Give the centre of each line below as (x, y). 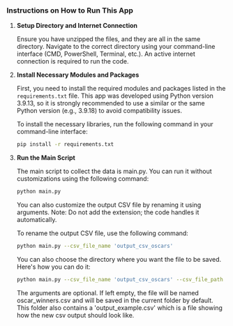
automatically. (37, 220)
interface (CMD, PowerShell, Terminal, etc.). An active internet (106, 54)
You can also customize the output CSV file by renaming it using (109, 205)
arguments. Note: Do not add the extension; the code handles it (108, 212)
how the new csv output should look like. (75, 315)
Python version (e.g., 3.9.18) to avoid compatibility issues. (99, 111)
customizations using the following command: (83, 179)
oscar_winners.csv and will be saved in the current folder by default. (115, 300)
